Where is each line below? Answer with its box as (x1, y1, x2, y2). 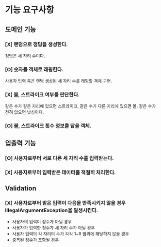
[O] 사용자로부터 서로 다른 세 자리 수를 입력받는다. (5, 154, 114, 161)
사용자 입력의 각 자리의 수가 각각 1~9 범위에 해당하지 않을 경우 (12, 231, 129, 237)
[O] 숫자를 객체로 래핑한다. (5, 66, 64, 73)
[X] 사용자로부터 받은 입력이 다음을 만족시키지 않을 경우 (5, 200, 126, 206)
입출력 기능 (5, 139, 36, 147)
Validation (5, 185, 36, 193)
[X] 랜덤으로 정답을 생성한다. (5, 41, 68, 47)
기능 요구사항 (5, 4, 54, 15)
